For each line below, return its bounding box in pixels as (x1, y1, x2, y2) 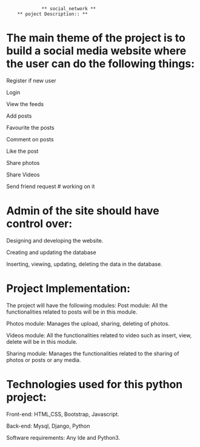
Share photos (6, 159, 40, 166)
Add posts (6, 112, 32, 119)
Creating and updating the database (6, 249, 96, 256)
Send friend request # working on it (6, 183, 95, 190)
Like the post (6, 147, 39, 155)
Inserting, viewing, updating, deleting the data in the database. (6, 260, 162, 267)
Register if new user (6, 76, 56, 84)
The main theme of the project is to (6, 31, 186, 45)
